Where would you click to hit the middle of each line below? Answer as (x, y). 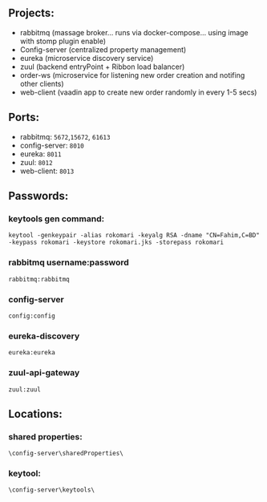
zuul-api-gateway (44, 373)
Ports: (24, 117)
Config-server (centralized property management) (103, 49)
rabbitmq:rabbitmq (39, 279)
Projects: (31, 13)
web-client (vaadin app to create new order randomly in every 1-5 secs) (138, 92)
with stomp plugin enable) (63, 41)
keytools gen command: (57, 218)
